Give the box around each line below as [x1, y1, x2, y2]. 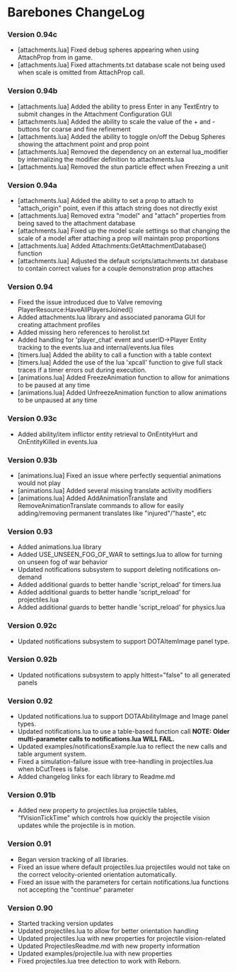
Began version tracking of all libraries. [17, 855, 129, 863]
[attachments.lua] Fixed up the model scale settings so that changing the [17, 226, 231, 235]
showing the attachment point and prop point [17, 140, 150, 148]
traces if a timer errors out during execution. [17, 366, 147, 375]
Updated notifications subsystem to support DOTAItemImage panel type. [17, 636, 230, 646]
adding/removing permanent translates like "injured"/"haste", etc [17, 509, 207, 517]
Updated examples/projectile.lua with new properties [17, 949, 173, 958]
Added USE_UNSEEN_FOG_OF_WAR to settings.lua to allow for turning [17, 551, 223, 559]
